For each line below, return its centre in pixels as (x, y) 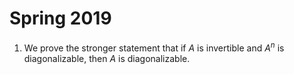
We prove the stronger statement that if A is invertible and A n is (154, 47)
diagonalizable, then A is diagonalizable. (107, 58)
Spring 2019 (60, 18)
